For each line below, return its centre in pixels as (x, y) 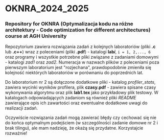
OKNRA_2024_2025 (47, 9)
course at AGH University (36, 36)
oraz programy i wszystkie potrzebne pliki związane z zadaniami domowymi (82, 57)
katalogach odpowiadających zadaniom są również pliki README (71, 98)
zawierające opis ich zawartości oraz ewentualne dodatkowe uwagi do (76, 103)
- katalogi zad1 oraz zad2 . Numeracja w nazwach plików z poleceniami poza (82, 62)
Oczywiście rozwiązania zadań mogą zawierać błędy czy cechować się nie (81, 117)
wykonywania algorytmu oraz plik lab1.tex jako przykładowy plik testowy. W (82, 93)
